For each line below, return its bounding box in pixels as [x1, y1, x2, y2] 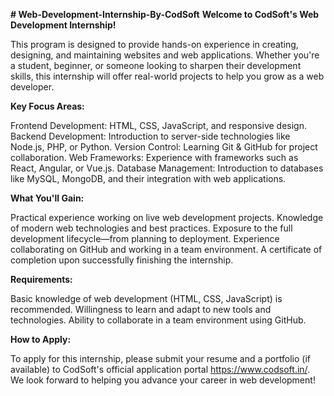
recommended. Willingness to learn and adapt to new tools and [10, 304, 272, 315]
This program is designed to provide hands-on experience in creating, [10, 39, 299, 50]
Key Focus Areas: [10, 100, 85, 112]
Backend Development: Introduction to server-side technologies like [10, 130, 291, 142]
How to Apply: [10, 334, 72, 345]
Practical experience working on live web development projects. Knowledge [10, 212, 324, 223]
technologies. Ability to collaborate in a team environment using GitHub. [10, 314, 307, 326]
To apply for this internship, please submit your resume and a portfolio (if [10, 353, 311, 364]
